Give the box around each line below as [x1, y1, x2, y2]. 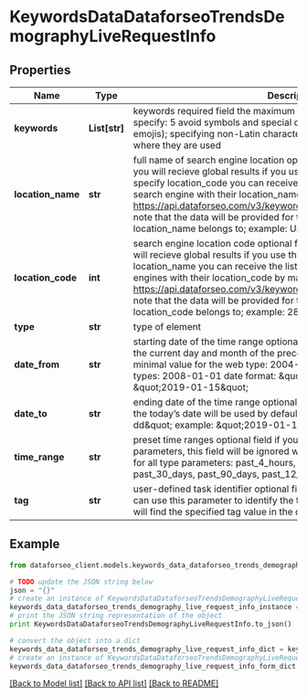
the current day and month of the [132, 347, 276, 359]
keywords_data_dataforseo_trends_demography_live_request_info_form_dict [9, 661, 297, 671]
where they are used [132, 139, 222, 152]
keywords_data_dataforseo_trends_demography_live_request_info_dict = [9, 644, 284, 654]
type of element [132, 321, 201, 333]
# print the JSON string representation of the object [9, 611, 223, 620]
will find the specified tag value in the [132, 505, 293, 518]
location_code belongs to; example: [132, 306, 285, 318]
